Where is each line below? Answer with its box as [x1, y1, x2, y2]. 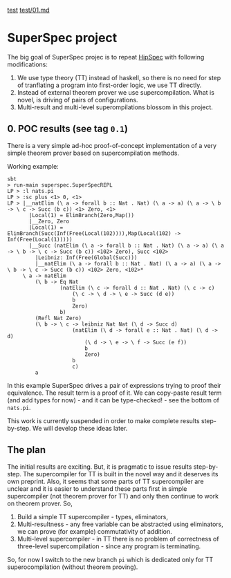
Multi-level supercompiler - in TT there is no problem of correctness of [17, 534, 219, 543]
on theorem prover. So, [7, 499, 73, 507]
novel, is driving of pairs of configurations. [17, 95, 138, 104]
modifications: [7, 60, 48, 68]
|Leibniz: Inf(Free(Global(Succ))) [35, 254, 138, 261]
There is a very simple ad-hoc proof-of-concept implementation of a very [7, 141, 216, 149]
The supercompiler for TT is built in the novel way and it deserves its [23, 469, 219, 478]
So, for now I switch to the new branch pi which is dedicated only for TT [7, 555, 214, 563]
